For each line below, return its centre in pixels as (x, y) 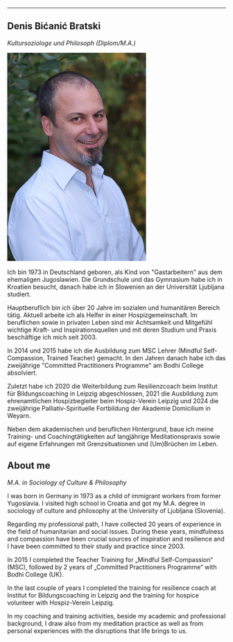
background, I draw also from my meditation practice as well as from (105, 623)
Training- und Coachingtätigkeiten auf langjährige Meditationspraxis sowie (114, 436)
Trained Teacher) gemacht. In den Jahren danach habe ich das (136, 357)
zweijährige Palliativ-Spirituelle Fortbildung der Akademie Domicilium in (109, 408)
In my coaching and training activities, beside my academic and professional (116, 616)
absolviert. (23, 373)
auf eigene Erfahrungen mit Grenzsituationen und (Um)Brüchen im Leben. (113, 444)
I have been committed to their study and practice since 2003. (96, 546)
